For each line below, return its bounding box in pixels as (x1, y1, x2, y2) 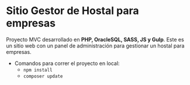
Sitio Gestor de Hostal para (6, 4, 139, 18)
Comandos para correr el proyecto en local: (14, 60, 120, 67)
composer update (23, 73, 63, 79)
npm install (23, 67, 53, 73)
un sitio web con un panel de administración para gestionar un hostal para (6, 42, 185, 49)
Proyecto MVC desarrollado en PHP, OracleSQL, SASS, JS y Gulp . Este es (6, 36, 184, 43)
